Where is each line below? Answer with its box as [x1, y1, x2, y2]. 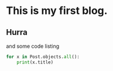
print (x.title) [16, 59, 54, 65]
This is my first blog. [6, 4, 108, 17]
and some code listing [6, 42, 60, 49]
